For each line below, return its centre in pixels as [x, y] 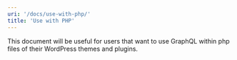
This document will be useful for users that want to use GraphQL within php [118, 41]
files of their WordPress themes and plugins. [72, 49]
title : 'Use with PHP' [41, 21]
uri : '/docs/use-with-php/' [49, 14]
